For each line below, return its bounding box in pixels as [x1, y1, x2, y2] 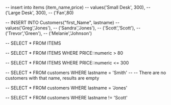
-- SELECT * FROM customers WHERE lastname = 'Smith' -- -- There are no [5, 69, 166, 76]
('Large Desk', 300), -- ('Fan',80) [5, 10, 74, 16]
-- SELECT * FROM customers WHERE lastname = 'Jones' [5, 85, 128, 91]
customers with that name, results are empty [5, 75, 100, 81]
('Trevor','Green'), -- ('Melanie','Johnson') [5, 30, 92, 36]
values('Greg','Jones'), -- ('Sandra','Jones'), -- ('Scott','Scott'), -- [5, 25, 141, 31]
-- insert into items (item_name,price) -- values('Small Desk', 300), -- [5, 5, 151, 10]
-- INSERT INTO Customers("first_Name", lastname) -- [5, 20, 120, 25]
